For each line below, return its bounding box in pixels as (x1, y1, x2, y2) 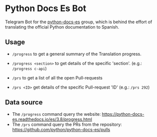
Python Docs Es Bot (5, 3, 86, 14)
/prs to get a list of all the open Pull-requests (12, 75, 103, 80)
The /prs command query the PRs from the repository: (12, 122, 122, 127)
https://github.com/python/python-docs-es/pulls (12, 126, 111, 132)
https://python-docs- (101, 111, 145, 117)
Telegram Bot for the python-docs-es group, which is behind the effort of (5, 19, 153, 25)
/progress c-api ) (12, 65, 47, 71)
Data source (5, 98, 43, 107)
